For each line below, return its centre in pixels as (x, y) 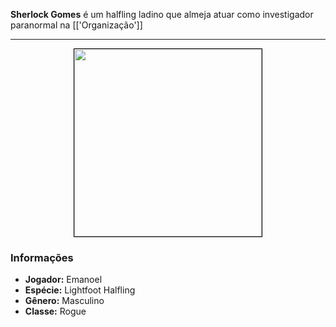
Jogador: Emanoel (63, 280)
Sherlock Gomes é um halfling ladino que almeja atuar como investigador (162, 14)
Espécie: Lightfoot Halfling (80, 290)
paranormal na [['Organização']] (76, 25)
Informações (42, 257)
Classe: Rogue (55, 311)
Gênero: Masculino (64, 301)
